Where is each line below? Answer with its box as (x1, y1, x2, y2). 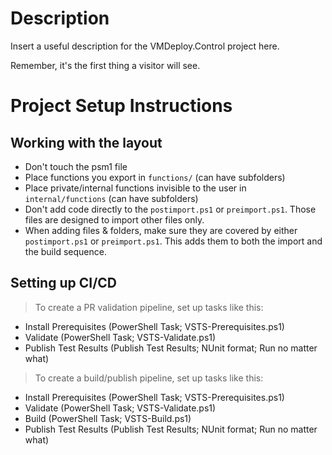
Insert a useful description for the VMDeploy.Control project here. (10, 40, 280, 52)
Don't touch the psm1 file (24, 160, 128, 172)
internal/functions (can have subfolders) (24, 192, 199, 204)
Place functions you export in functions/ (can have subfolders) (24, 171, 286, 183)
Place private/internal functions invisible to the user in (24, 182, 247, 194)
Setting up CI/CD (10, 275, 117, 292)
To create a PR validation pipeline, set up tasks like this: (34, 301, 264, 313)
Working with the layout (10, 134, 163, 151)
